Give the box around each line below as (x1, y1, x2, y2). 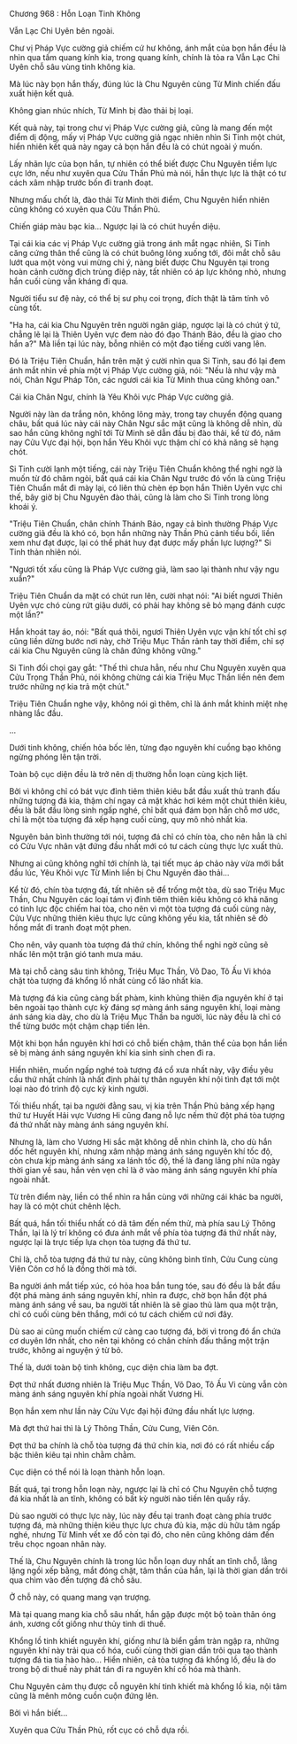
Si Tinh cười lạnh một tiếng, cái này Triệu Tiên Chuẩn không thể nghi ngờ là (9, 463, 283, 474)
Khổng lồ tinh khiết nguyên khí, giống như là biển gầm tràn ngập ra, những (9, 1636, 280, 1646)
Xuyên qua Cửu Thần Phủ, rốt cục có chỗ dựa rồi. (9, 1725, 190, 1735)
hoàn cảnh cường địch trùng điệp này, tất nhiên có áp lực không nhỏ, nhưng (9, 267, 286, 276)
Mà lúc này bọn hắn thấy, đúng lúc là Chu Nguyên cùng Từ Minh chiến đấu (9, 79, 281, 89)
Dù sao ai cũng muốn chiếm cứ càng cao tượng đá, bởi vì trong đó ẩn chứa (9, 1326, 281, 1336)
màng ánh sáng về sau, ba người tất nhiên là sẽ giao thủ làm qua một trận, (9, 1299, 278, 1310)
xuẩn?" (9, 573, 35, 584)
